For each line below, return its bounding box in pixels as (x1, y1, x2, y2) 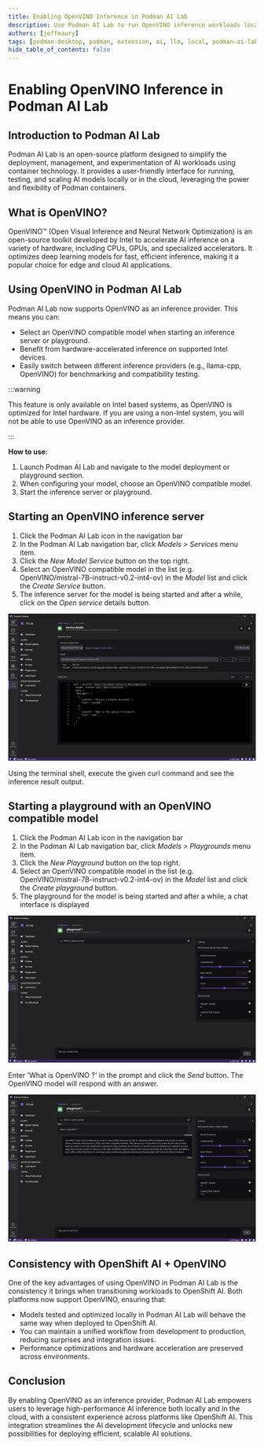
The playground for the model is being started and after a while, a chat (19, 891, 248, 901)
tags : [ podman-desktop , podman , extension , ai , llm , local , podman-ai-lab (8, 38, 258, 46)
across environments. (19, 1352, 90, 1361)
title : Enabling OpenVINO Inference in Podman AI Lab (8, 13, 189, 20)
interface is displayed (19, 899, 90, 909)
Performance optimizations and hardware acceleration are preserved (19, 1343, 244, 1352)
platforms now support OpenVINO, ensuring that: (8, 1294, 167, 1304)
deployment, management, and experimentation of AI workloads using (8, 158, 236, 168)
